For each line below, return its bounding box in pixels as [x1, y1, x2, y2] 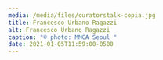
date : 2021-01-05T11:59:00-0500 [8, 41, 114, 48]
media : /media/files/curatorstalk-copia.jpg [8, 11, 156, 19]
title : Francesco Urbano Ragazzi [8, 19, 118, 26]
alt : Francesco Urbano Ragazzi [8, 26, 110, 34]
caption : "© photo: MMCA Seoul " [8, 33, 118, 41]
